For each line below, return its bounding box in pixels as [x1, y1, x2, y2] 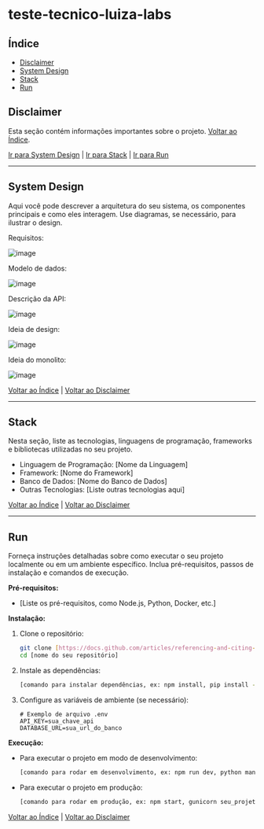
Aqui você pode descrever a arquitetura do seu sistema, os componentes [8, 201, 246, 210]
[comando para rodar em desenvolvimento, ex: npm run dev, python [19, 768, 242, 776]
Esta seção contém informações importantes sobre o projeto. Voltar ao [8, 126, 237, 135]
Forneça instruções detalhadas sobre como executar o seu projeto [8, 551, 224, 561]
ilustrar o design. [8, 218, 63, 227]
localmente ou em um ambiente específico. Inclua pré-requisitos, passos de [8, 560, 254, 569]
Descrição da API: [8, 293, 67, 304]
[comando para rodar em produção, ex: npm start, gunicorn [19, 798, 218, 805]
